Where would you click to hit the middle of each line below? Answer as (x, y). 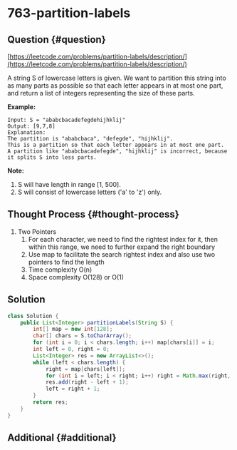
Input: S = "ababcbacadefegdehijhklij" (67, 120)
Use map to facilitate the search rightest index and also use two (122, 254)
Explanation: (27, 133)
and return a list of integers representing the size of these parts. (101, 93)
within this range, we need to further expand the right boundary (122, 247)
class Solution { (33, 316)
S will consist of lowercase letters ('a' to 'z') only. (90, 192)
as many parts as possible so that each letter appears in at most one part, (115, 86)
